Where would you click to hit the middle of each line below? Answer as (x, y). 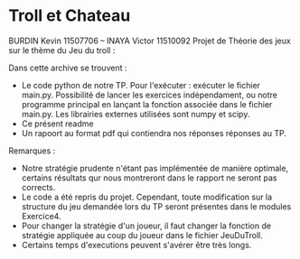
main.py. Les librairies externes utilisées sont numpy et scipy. (136, 114)
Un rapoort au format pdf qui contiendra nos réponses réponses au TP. (154, 133)
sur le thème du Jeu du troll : (62, 50)
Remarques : (32, 151)
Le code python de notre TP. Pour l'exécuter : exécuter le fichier (141, 85)
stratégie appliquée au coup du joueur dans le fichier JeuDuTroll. (142, 235)
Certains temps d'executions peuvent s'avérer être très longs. (136, 245)
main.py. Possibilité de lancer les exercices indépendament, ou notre (149, 95)
